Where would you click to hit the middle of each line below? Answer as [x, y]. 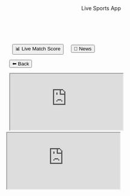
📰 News [83, 49]
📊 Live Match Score [38, 49]
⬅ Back [20, 64]
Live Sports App [101, 8]
